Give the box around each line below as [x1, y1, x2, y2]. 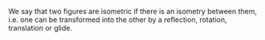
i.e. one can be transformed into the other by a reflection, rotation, [8, 15, 227, 24]
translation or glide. [8, 24, 72, 32]
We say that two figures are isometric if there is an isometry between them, [8, 7, 257, 16]
